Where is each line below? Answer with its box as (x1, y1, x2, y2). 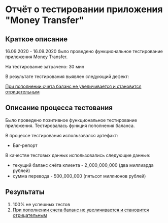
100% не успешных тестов (12, 201, 70, 207)
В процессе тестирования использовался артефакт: (5, 132, 118, 138)
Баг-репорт (12, 142, 38, 148)
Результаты (5, 188, 45, 196)
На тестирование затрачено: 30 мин (5, 64, 85, 69)
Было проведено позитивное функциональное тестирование (5, 117, 138, 123)
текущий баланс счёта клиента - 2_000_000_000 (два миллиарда (12, 162, 154, 168)
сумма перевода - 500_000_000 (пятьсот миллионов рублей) (12, 172, 146, 179)
